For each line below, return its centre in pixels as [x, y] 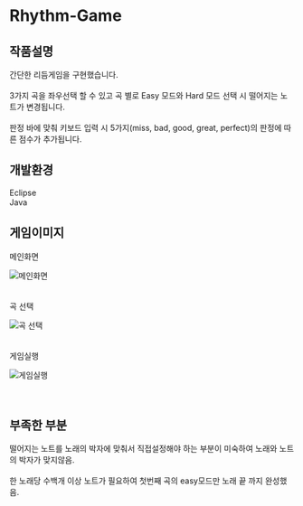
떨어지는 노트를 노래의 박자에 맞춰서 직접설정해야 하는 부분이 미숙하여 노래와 [143, 449]
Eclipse [23, 192]
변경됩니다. [46, 107]
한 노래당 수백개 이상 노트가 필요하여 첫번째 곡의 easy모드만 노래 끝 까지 [137, 481]
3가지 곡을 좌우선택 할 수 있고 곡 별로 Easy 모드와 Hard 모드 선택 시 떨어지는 [144, 95]
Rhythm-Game [66, 16]
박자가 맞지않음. [47, 460]
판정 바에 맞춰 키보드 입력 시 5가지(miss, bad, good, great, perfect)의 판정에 [146, 128]
